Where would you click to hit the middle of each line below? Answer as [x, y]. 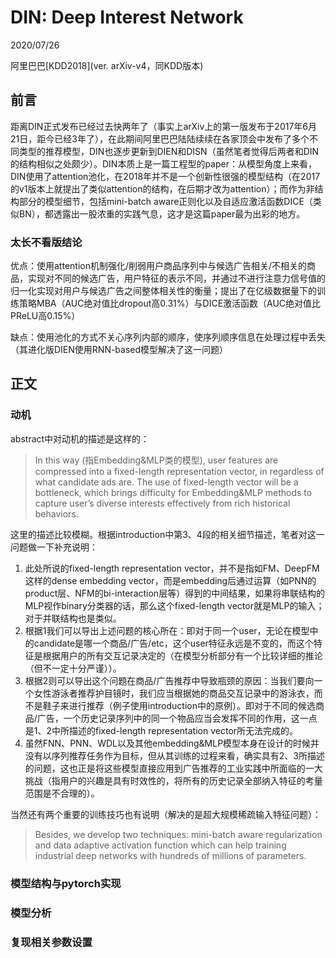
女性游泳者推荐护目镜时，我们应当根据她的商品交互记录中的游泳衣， [174, 693]
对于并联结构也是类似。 [73, 618]
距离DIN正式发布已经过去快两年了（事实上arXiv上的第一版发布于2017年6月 [164, 126]
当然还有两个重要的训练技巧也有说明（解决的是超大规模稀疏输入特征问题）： [166, 814]
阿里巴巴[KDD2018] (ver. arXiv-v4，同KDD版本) [107, 65]
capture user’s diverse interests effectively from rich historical [162, 503]
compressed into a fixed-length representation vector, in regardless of [179, 471]
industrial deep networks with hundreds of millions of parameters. [170, 855]
